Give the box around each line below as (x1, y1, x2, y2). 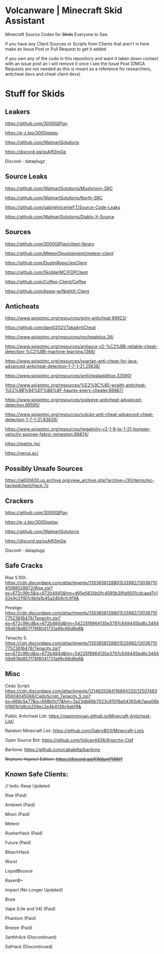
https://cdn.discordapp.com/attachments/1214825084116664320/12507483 (5, 688, 158, 694)
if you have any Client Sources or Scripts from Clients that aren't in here (5, 41, 150, 46)
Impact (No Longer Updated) (5, 887, 63, 893)
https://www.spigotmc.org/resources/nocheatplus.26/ (5, 334, 114, 340)
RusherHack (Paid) (5, 830, 43, 836)
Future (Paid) (5, 840, 32, 846)
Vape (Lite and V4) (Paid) (5, 906, 56, 912)
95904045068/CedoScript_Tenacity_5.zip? (5, 693, 91, 699)
